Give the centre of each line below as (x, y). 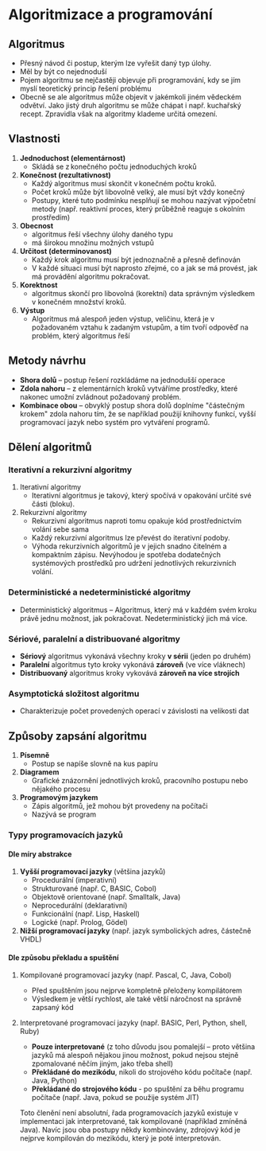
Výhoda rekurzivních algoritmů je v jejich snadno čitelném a (129, 546)
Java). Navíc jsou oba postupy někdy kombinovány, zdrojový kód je (130, 1130)
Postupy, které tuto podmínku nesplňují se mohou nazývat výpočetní (144, 200)
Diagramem (39, 772)
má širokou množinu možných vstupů (93, 242)
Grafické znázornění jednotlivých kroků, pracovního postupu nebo (140, 781)
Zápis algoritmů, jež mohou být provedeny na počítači (120, 806)
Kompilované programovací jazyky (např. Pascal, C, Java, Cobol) (125, 975)
